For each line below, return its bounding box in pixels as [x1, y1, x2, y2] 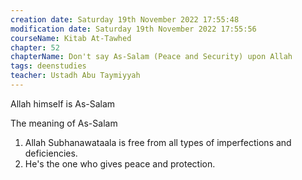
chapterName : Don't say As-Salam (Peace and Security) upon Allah [10, 52, 293, 62]
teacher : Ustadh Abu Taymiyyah [10, 71, 141, 81]
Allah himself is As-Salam [10, 97, 116, 110]
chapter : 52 [10, 42, 60, 53]
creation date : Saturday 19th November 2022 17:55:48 [10, 14, 240, 25]
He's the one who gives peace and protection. [24, 157, 216, 170]
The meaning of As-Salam [10, 117, 118, 129]
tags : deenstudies [10, 61, 87, 71]
